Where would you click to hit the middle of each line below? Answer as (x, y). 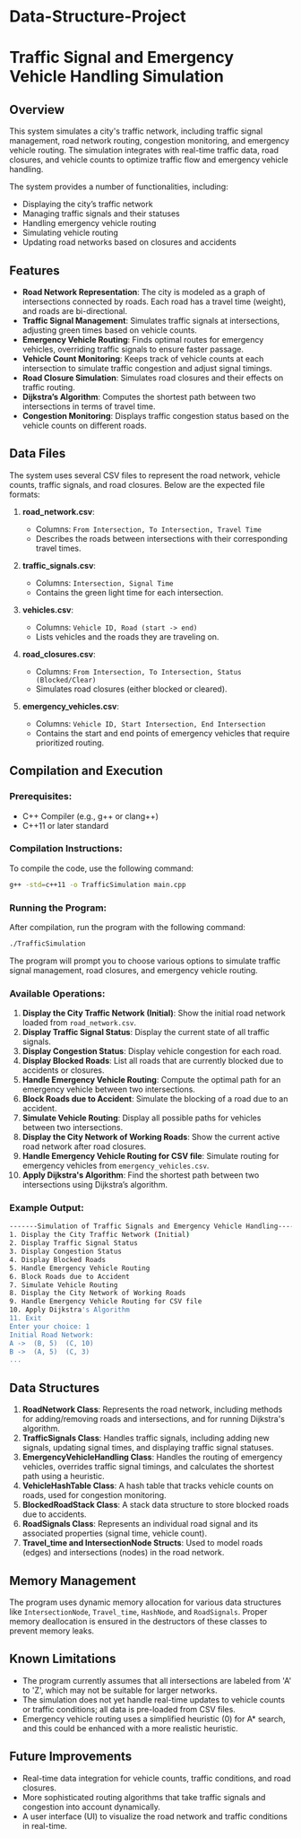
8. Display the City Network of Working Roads (98, 1294)
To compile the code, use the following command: (102, 868)
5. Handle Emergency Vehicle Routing (80, 1268)
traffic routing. (49, 387)
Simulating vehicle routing (70, 233)
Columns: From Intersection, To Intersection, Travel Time (149, 529)
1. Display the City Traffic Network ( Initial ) (100, 1235)
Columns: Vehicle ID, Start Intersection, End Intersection (150, 723)
